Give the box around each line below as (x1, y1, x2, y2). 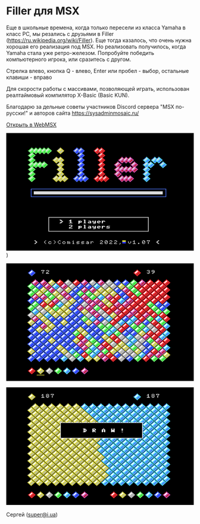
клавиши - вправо (6, 73, 52, 81)
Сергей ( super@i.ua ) (6, 511, 58, 518)
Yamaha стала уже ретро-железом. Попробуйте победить (6, 49, 155, 56)
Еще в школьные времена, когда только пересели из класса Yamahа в (6, 24, 186, 31)
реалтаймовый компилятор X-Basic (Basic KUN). (6, 91, 130, 99)
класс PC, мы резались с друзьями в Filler (6, 30, 114, 37)
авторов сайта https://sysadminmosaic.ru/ (33, 109, 139, 117)
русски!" (6, 109, 29, 117)
